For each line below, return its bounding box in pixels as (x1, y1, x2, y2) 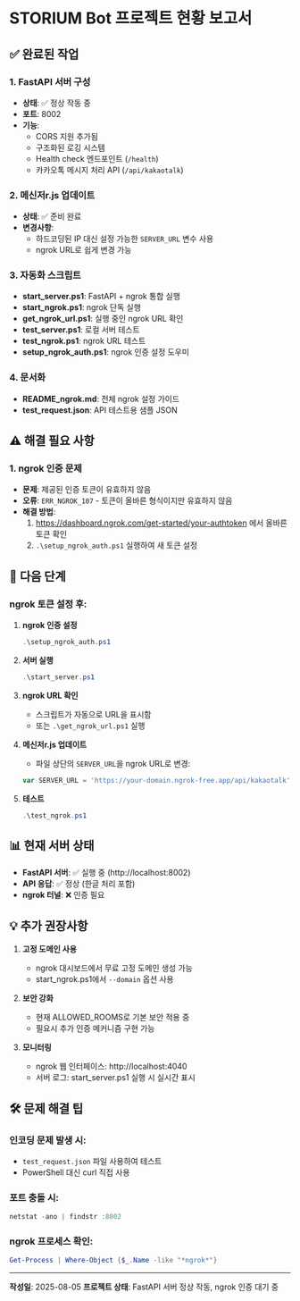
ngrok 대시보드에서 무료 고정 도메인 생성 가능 (35, 962, 194, 974)
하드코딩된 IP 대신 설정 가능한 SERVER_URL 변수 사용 (35, 233, 214, 244)
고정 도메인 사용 (21, 944, 78, 954)
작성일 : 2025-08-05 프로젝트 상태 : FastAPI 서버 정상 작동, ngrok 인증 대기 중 (9, 1281, 279, 1292)
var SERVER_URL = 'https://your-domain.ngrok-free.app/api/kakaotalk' (21, 776, 291, 785)
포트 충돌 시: (9, 1191, 60, 1204)
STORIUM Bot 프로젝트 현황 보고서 (9, 8, 253, 29)
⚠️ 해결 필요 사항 (9, 433, 96, 449)
